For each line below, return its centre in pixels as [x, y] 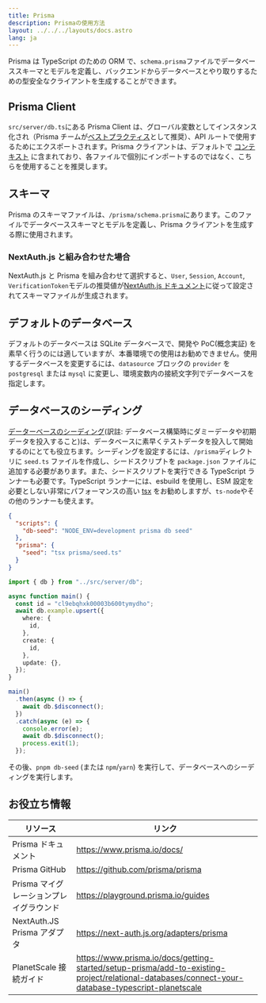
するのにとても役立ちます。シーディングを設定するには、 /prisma [114, 451]
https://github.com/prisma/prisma [139, 869]
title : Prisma [32, 15]
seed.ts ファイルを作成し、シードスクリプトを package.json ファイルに [140, 461]
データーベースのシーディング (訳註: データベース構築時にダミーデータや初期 [132, 431]
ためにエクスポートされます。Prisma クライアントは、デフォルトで [123, 147]
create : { [39, 640]
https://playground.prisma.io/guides [143, 895]
